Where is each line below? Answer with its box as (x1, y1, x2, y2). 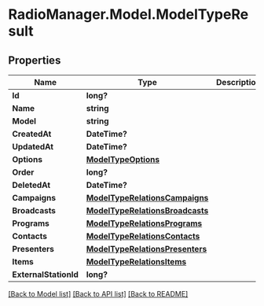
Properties (8, 53, 61, 67)
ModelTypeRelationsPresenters (86, 244, 207, 254)
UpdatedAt (12, 142, 53, 152)
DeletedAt (12, 179, 51, 190)
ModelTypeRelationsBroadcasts (86, 205, 209, 216)
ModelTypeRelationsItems (86, 256, 187, 267)
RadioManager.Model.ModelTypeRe (8, 6, 249, 24)
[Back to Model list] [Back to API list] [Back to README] (8, 289, 189, 298)
